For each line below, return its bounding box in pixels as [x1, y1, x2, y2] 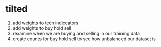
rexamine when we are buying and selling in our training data [12, 30, 140, 36]
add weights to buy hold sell [12, 25, 72, 31]
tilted [5, 3, 28, 15]
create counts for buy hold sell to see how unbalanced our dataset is [12, 36, 156, 42]
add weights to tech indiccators [12, 20, 78, 26]
